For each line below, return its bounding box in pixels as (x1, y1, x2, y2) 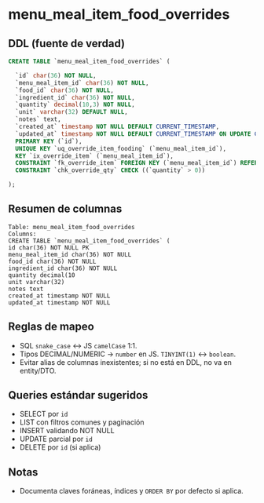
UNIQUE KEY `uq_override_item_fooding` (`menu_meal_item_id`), (15, 144, 226, 152)
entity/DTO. (19, 366, 57, 375)
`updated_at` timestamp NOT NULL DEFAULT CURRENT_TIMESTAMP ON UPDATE (15, 129, 251, 138)
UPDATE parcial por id (19, 434, 93, 444)
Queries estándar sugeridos (8, 388, 148, 402)
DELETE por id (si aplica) (19, 443, 101, 452)
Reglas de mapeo (8, 320, 94, 334)
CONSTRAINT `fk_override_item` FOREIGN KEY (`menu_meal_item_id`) (15, 159, 237, 167)
